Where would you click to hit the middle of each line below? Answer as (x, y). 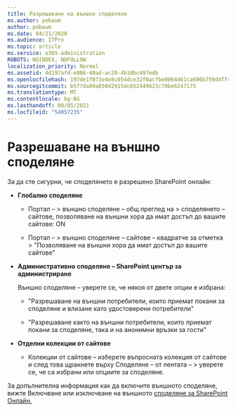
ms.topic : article (34, 47)
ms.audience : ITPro (36, 40)
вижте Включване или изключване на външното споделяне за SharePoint (118, 393)
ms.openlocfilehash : (38, 79)
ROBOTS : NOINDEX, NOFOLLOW (47, 60)
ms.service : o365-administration (56, 54)
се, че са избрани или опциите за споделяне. (96, 372)
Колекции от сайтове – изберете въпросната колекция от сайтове (127, 357)
